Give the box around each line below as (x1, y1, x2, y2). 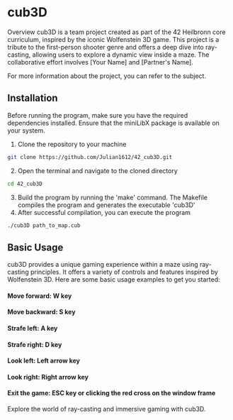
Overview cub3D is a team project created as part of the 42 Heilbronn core (7, 28, 226, 36)
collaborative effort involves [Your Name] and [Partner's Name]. (7, 57, 193, 66)
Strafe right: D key (7, 340, 62, 348)
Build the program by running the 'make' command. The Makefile (17, 193, 208, 201)
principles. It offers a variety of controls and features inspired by (30, 267, 218, 277)
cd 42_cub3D (7, 180, 42, 187)
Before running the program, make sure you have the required (7, 111, 188, 119)
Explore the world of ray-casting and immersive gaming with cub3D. (7, 404, 206, 413)
